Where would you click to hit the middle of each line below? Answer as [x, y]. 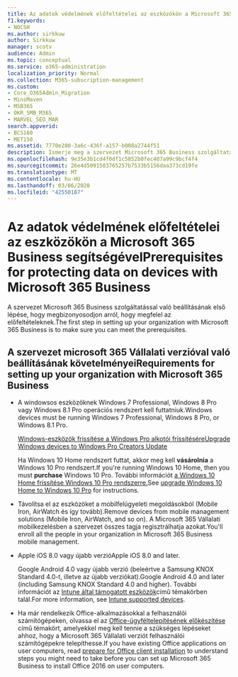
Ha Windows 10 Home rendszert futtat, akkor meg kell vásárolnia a [115, 460]
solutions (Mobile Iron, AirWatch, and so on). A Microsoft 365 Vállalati [119, 519]
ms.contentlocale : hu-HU [44, 179]
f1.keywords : [27, 21]
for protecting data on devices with [113, 272]
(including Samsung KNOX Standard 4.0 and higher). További [107, 584]
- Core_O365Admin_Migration [49, 93]
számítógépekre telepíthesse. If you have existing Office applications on [122, 643]
